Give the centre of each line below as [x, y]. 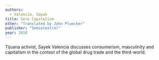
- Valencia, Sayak [29, 14]
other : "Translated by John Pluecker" [45, 24]
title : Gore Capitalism [30, 19]
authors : [14, 10]
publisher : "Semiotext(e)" [33, 28]
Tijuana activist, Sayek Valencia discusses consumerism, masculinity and [79, 47]
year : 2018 [16, 33]
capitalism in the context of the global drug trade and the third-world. [76, 52]
